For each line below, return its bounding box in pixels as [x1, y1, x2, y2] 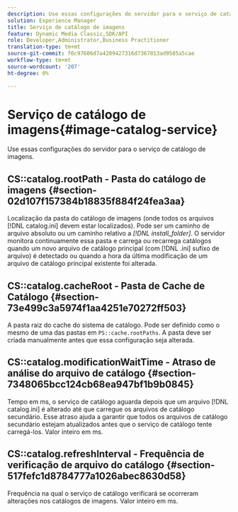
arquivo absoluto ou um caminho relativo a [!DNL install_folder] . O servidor [7, 229, 225, 238]
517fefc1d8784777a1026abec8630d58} [7, 470, 186, 482]
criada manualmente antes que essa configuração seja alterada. [7, 336, 195, 345]
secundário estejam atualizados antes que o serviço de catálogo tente [7, 420, 212, 428]
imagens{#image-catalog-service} [7, 121, 218, 138]
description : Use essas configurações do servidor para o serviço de [7, 10, 217, 18]
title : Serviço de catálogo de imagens [7, 23, 125, 30]
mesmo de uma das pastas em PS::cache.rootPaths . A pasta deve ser [7, 328, 212, 337]
